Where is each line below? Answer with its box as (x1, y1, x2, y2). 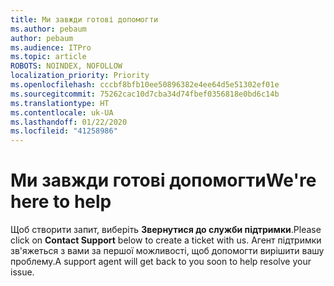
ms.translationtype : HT (10, 98, 110, 108)
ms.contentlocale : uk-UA (10, 107, 114, 118)
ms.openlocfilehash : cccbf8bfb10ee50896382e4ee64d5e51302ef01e (10, 80, 280, 90)
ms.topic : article (10, 52, 87, 62)
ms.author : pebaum (10, 24, 87, 34)
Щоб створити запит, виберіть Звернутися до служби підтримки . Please (10, 224, 322, 236)
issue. (10, 266, 35, 278)
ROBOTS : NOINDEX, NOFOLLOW (10, 61, 123, 71)
